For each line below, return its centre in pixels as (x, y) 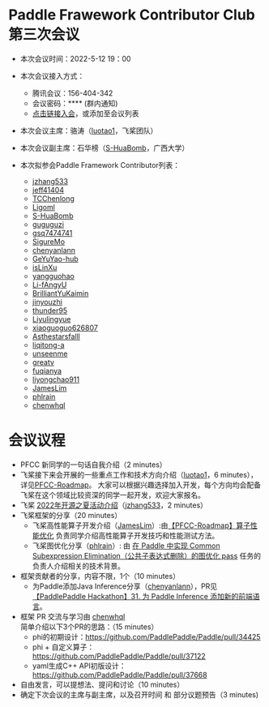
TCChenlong (53, 198)
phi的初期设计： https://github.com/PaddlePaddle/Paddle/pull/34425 (146, 636)
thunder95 (49, 311)
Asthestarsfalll (56, 336)
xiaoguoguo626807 (65, 328)
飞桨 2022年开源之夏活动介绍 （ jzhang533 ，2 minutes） (114, 505)
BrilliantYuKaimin (60, 293)
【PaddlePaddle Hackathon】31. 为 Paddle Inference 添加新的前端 (143, 596)
